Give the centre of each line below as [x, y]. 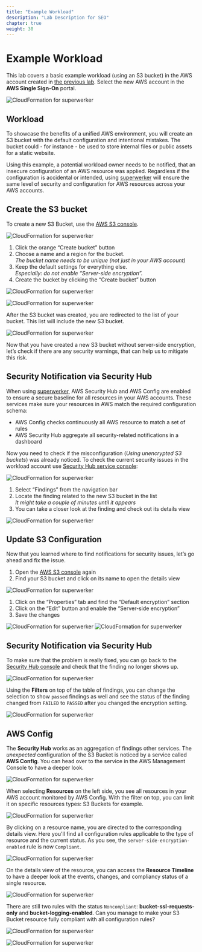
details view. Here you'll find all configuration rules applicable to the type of [100, 834]
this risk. [17, 357]
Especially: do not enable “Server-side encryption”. [79, 273]
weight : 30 [20, 29]
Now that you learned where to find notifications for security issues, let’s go [100, 554]
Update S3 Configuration [54, 540]
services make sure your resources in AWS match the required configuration [101, 404]
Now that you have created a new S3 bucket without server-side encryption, [101, 344]
